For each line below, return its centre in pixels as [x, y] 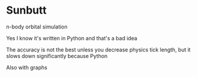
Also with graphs [27, 67]
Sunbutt [26, 10]
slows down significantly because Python [57, 56]
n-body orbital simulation [37, 27]
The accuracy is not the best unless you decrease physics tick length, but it [99, 49]
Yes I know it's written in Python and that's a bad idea [72, 38]
